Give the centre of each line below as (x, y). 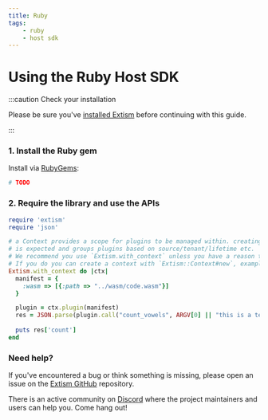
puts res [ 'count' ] (46, 330)
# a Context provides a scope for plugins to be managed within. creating (135, 241)
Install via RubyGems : (44, 168)
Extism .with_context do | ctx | (59, 271)
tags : (17, 23)
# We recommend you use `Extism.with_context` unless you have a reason (132, 257)
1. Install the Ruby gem (53, 151)
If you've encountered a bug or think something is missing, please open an (131, 375)
